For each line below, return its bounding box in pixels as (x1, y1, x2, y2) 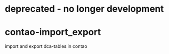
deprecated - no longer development (5, 3, 164, 15)
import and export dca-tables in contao (5, 43, 87, 49)
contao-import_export (5, 26, 101, 38)
